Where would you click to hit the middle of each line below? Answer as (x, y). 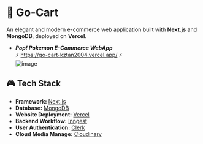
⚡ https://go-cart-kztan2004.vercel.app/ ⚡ (69, 55)
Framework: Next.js (40, 101)
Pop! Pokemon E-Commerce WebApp (64, 48)
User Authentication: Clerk (50, 127)
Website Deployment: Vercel (52, 114)
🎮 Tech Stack (34, 84)
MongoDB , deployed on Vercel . (47, 36)
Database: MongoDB (42, 108)
